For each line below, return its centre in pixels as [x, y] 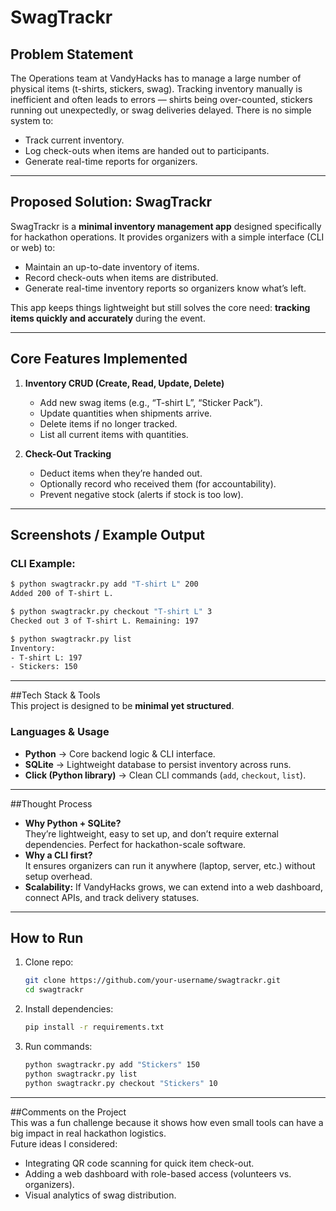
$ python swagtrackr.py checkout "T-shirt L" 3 [111, 612]
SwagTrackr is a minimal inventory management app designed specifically [166, 226]
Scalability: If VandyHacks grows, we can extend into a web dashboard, [173, 887]
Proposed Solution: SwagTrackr [111, 202]
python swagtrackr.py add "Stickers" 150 [112, 1065]
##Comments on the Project [68, 1112]
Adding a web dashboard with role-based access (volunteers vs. [158, 1173]
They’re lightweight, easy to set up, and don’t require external [151, 833]
